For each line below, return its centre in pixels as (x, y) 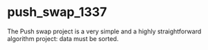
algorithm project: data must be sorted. (63, 38)
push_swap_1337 (57, 12)
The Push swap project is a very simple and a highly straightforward (104, 31)
